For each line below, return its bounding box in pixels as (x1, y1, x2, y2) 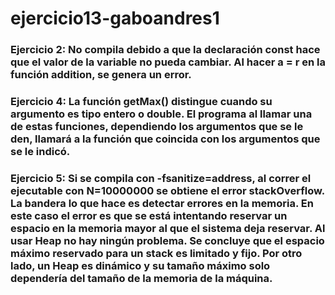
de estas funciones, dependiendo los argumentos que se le (10, 120, 304, 134)
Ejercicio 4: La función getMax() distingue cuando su (10, 95, 273, 109)
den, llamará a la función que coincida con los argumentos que (10, 132, 321, 146)
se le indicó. (10, 145, 71, 159)
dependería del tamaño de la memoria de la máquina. (10, 271, 273, 285)
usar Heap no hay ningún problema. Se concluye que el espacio (10, 233, 325, 247)
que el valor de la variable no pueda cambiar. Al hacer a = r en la (10, 55, 326, 69)
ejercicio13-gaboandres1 (10, 7, 220, 30)
